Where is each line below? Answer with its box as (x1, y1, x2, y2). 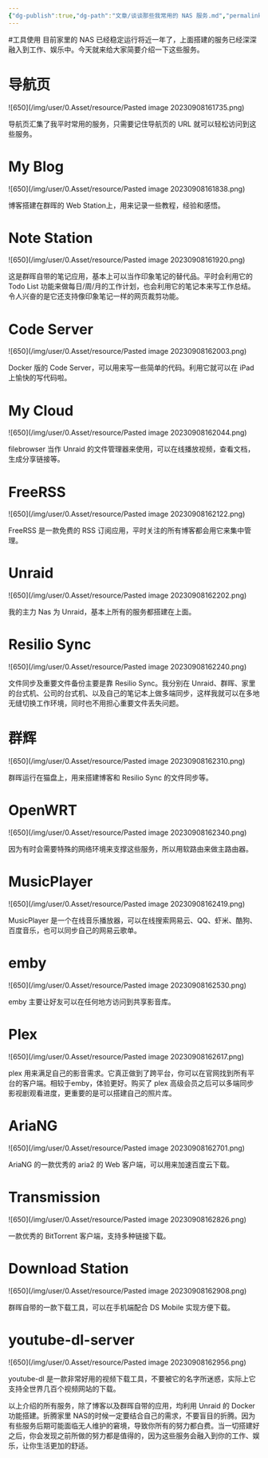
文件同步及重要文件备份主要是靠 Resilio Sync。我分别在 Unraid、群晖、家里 (8, 678, 256, 688)
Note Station (8, 228, 93, 247)
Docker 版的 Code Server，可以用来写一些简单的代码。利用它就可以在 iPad (8, 363, 254, 372)
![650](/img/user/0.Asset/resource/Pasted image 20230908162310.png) (8, 757, 246, 766)
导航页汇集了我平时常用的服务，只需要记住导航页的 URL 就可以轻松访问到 (8, 119, 250, 129)
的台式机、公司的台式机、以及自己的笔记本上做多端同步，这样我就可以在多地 (8, 689, 260, 698)
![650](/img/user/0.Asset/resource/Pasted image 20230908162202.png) (8, 590, 247, 600)
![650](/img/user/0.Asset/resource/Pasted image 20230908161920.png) (8, 255, 246, 264)
